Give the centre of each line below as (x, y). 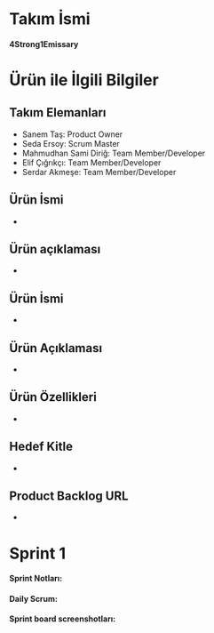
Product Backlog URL (69, 497)
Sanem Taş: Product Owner (72, 134)
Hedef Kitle (41, 447)
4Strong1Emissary (44, 44)
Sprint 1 (38, 553)
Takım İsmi (50, 19)
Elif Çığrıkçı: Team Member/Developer (91, 162)
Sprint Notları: (36, 579)
